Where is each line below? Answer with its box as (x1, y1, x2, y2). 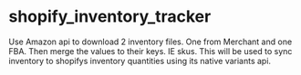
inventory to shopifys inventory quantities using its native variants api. (8, 55, 271, 66)
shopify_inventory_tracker (8, 6, 212, 27)
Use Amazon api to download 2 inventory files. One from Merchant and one (8, 36, 293, 47)
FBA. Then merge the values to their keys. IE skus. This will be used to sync (8, 45, 293, 56)
